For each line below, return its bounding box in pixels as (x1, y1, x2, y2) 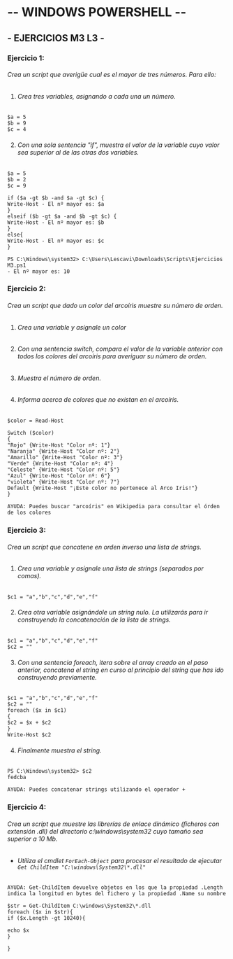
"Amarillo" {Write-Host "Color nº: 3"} (7, 454, 123, 461)
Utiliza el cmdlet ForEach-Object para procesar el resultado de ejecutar (17, 856, 222, 864)
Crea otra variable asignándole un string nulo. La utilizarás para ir (17, 608, 208, 617)
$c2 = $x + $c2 (7, 719, 52, 727)
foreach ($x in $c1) (7, 707, 68, 714)
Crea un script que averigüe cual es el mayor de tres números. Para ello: (7, 71, 216, 79)
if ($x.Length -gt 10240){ (7, 915, 86, 922)
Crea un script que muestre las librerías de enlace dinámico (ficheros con (7, 820, 220, 828)
